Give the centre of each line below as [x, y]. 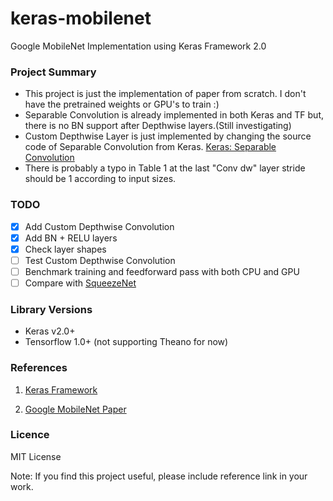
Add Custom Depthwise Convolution [99, 226]
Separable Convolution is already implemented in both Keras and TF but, [174, 115]
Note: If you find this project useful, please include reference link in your [159, 476]
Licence [30, 435]
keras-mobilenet [81, 18]
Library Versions [51, 309]
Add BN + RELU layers [71, 238]
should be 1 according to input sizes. [100, 179]
